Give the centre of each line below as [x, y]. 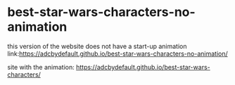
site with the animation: [41, 67]
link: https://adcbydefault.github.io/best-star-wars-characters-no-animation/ [118, 54]
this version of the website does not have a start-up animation [97, 46]
